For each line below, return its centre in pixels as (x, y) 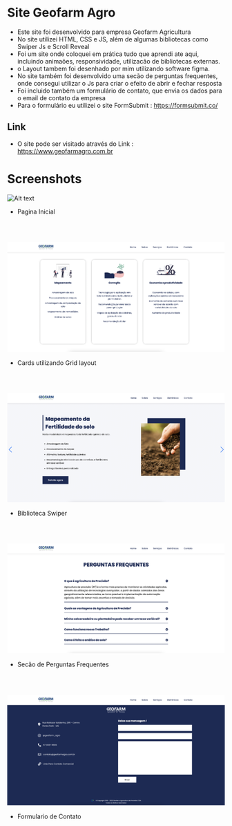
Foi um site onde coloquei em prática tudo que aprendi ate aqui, (108, 54)
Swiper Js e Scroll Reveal (53, 46)
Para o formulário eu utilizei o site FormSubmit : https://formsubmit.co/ (117, 105)
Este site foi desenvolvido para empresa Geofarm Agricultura (104, 32)
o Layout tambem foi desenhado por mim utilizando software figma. (114, 68)
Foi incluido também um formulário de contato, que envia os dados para (119, 91)
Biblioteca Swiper (42, 514)
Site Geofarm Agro (61, 13)
